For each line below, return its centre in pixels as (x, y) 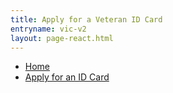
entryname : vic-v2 (48, 29)
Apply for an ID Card (67, 77)
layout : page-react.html (62, 38)
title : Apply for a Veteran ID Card (86, 19)
